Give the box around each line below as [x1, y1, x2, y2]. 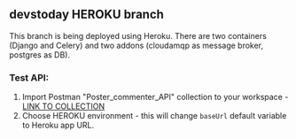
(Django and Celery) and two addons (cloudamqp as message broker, [9, 40, 264, 50]
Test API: [9, 71, 50, 83]
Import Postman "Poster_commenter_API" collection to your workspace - [21, 92, 289, 103]
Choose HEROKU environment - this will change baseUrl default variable [21, 111, 287, 121]
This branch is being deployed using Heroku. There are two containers [9, 30, 268, 41]
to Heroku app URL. [21, 120, 95, 131]
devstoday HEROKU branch [9, 7, 164, 22]
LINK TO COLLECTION [21, 101, 105, 112]
